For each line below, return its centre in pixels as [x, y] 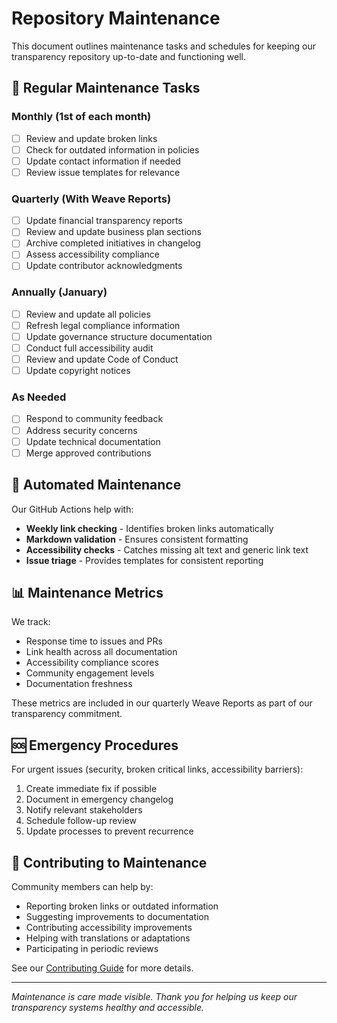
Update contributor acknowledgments [104, 266]
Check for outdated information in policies [112, 149]
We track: [31, 622]
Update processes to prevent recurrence [109, 831]
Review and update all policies [88, 314]
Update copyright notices [78, 371]
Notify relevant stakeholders [84, 810]
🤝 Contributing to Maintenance [109, 862]
